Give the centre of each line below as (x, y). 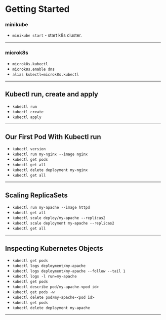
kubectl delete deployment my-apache (51, 308)
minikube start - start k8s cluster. (47, 35)
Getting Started (38, 9)
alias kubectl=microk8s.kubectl (45, 74)
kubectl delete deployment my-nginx (50, 170)
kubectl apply (27, 117)
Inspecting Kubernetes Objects (54, 248)
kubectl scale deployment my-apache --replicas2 (63, 224)
